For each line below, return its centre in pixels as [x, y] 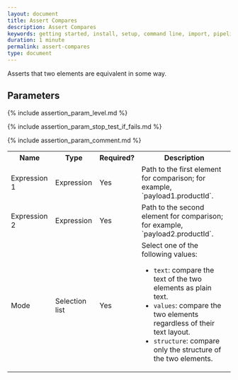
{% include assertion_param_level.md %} [68, 113]
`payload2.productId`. [177, 234]
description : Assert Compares [52, 27]
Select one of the [170, 245]
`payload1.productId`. [177, 195]
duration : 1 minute [36, 40]
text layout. [172, 332]
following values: [169, 254]
